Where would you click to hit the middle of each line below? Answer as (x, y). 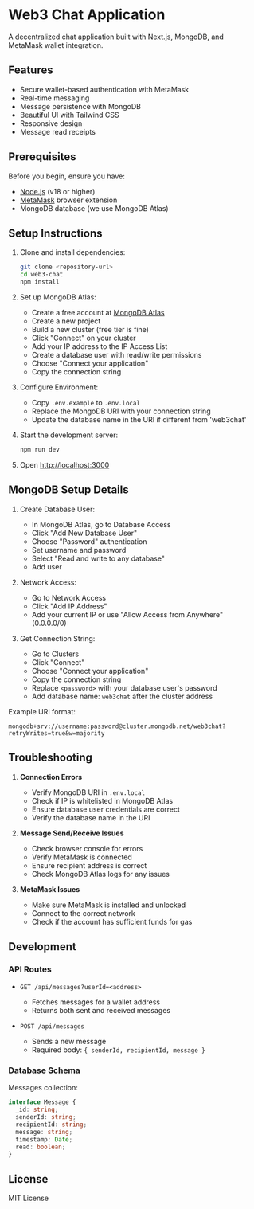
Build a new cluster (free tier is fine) (90, 329)
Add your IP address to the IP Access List (100, 346)
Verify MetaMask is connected (82, 857)
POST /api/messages (52, 1027)
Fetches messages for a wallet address (96, 1002)
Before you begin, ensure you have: (66, 176)
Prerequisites (42, 157)
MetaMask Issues (50, 889)
